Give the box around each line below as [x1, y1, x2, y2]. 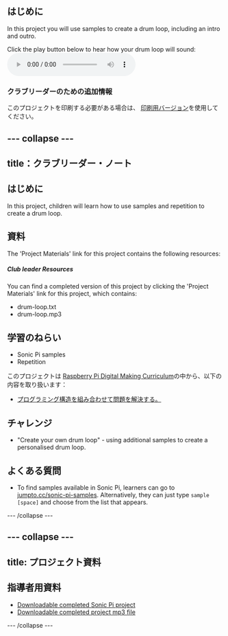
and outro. [7, 32, 36, 40]
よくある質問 [7, 465, 62, 477]
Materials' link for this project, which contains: [7, 290, 138, 298]
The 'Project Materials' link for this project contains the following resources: [7, 249, 221, 258]
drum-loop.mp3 [16, 310, 62, 319]
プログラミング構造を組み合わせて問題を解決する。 [16, 395, 162, 403]
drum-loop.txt [16, 303, 57, 311]
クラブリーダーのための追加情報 [7, 87, 113, 96]
